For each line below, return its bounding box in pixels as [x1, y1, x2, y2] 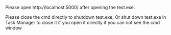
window [5, 25, 22, 31]
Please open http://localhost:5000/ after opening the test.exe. [5, 5, 135, 10]
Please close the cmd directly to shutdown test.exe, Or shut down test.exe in [5, 14, 166, 20]
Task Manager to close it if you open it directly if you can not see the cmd [5, 20, 160, 25]
